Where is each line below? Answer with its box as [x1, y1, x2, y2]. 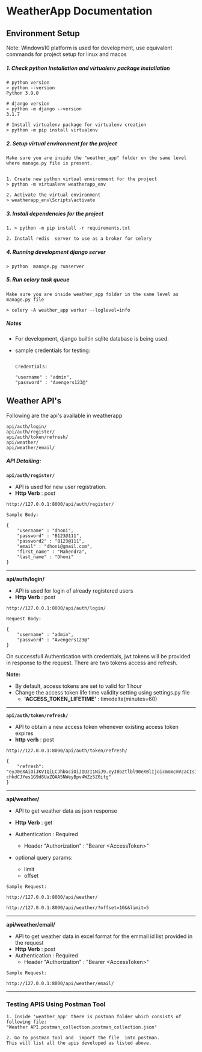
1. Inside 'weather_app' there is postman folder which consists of [6, 1013, 182, 1019]
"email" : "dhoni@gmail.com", [17, 543, 93, 549]
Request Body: [6, 616, 42, 622]
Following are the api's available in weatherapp [6, 412, 123, 419]
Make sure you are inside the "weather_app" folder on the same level [6, 155, 187, 161]
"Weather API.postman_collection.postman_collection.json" [6, 1024, 158, 1030]
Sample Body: [6, 511, 39, 518]
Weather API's [6, 396, 62, 406]
